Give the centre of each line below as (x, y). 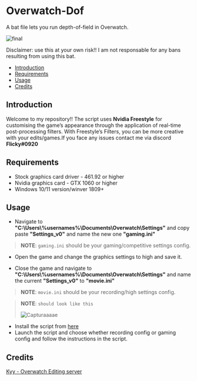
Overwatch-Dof (45, 11)
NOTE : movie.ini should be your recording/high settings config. (98, 292)
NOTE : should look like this (57, 303)
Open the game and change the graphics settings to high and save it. (98, 257)
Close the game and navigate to (53, 268)
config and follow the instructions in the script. (71, 339)
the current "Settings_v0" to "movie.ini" (64, 281)
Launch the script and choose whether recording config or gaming (95, 333)
